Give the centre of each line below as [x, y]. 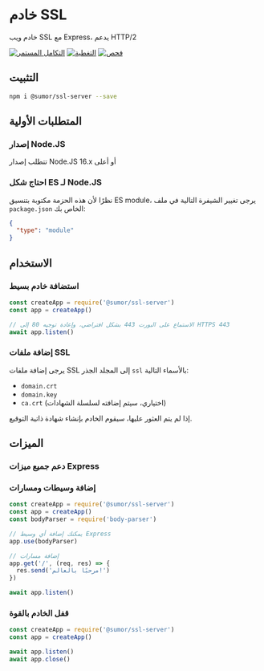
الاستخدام [31, 263]
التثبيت [24, 78]
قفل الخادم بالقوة [39, 613]
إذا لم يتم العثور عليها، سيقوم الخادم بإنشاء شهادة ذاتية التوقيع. [101, 418]
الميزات [26, 443]
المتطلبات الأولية [46, 122]
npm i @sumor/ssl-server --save [63, 96]
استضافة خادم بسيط [44, 286]
